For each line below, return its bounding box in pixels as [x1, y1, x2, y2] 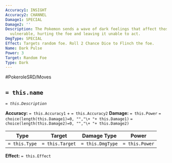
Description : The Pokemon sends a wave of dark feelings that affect [5, 27, 157, 32]
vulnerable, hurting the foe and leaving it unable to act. [10, 31, 141, 36]
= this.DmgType [81, 141, 118, 147]
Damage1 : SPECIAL [5, 17, 42, 22]
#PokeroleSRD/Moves [5, 74, 52, 80]
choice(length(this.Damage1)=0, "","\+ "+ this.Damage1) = [5, 116, 133, 122]
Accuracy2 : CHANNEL [5, 12, 47, 17]
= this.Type [8, 141, 37, 147]
